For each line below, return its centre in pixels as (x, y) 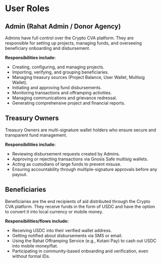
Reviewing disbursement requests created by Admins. (66, 154)
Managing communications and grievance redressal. (65, 98)
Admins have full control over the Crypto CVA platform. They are (69, 38)
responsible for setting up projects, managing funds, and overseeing (73, 43)
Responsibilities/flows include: (37, 221)
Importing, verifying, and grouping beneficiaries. (60, 72)
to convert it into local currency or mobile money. (54, 212)
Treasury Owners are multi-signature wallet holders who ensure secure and (81, 130)
